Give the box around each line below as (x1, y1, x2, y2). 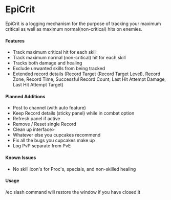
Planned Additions (5, 93, 46, 99)
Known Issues (5, 154, 36, 161)
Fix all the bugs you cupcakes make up (12, 137, 95, 144)
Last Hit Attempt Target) (12, 82, 64, 88)
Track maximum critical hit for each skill (12, 49, 97, 55)
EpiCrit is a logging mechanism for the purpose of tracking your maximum (5, 20, 161, 27)
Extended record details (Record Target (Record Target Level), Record (12, 71, 161, 77)
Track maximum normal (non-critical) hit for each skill (12, 55, 126, 61)
